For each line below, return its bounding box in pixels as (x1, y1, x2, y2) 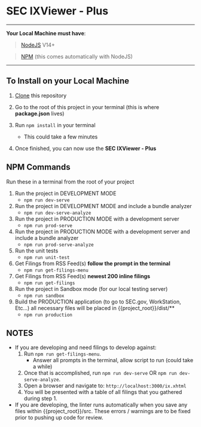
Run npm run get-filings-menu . (23, 350, 101, 357)
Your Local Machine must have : (6, 29, 86, 37)
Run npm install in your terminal (14, 121, 96, 128)
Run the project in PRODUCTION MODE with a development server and (14, 228, 190, 235)
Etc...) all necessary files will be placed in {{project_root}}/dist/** (14, 304, 175, 311)
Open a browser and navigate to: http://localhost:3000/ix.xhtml (23, 382, 187, 389)
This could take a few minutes (23, 133, 98, 140)
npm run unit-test (23, 254, 70, 260)
